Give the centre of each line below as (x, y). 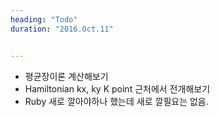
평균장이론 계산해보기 (66, 76)
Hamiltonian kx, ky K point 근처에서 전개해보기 (117, 88)
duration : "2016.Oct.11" (62, 29)
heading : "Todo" (44, 19)
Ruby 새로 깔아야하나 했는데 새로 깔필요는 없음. (116, 101)
